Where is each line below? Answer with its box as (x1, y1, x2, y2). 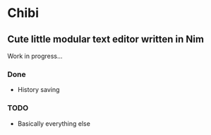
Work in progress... (7, 52, 63, 60)
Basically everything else (17, 119, 90, 128)
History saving (17, 86, 60, 94)
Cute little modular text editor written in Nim (7, 33, 205, 45)
